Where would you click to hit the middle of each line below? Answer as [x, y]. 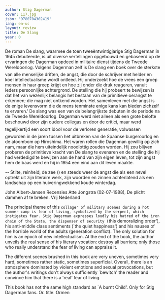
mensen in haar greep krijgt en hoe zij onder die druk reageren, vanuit [76, 85]
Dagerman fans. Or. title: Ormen [37, 292]
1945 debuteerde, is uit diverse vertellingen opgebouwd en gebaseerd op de [83, 56]
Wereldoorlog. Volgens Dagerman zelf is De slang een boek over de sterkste [83, 67]
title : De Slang [22, 33]
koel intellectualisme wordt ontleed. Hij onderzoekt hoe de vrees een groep [81, 79]
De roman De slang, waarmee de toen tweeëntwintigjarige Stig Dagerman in [82, 51]
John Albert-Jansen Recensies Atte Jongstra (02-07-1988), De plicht [75, 192]
